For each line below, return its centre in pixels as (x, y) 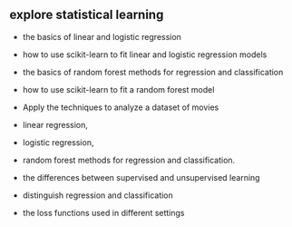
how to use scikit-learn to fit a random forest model (118, 89)
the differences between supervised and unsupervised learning (141, 177)
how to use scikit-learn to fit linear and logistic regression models (145, 54)
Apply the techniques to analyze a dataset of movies (121, 107)
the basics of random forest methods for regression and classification (153, 72)
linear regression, (55, 124)
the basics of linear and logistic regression (102, 36)
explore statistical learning (87, 15)
